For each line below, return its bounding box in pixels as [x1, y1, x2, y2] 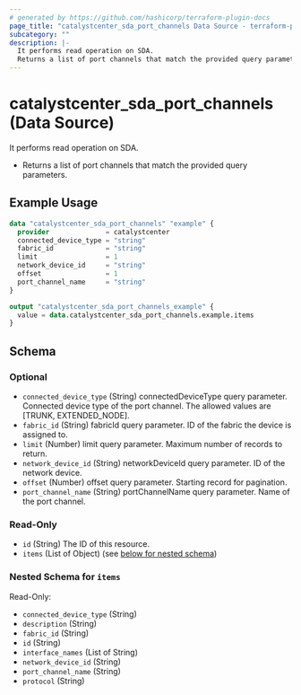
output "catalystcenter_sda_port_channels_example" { [9, 302, 215, 311]
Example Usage [9, 195, 99, 211]
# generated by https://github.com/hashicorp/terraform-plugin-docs [9, 13, 271, 22]
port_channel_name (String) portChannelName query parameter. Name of [21, 486, 290, 497]
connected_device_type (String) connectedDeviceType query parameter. [21, 391, 288, 401]
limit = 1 [17, 252, 118, 261]
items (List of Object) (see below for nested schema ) [21, 549, 218, 559]
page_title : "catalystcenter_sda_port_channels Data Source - [9, 22, 246, 31]
